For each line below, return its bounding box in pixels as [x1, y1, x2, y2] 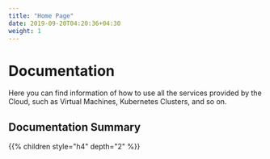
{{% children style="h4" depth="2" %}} [8, 142, 141, 152]
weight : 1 [8, 27, 42, 35]
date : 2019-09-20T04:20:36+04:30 [8, 19, 121, 27]
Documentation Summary [8, 120, 141, 134]
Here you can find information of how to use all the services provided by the [8, 88, 263, 98]
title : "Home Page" [8, 11, 74, 20]
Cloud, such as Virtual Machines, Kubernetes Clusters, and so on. [8, 97, 227, 107]
